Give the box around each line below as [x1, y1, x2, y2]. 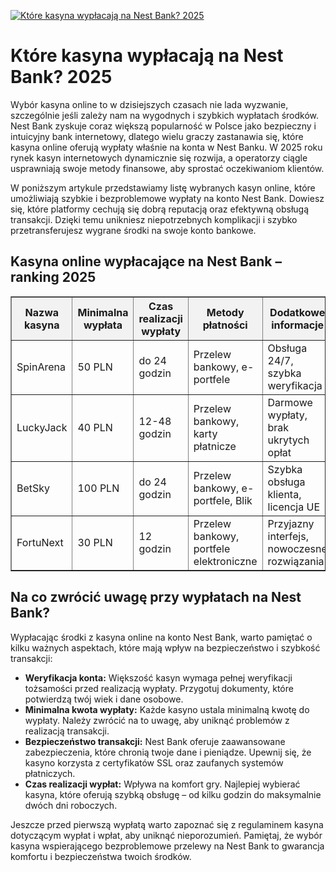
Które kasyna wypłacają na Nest [10, 45, 284, 67]
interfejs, [267, 529, 309, 543]
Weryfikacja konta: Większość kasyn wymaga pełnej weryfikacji [24, 671, 293, 684]
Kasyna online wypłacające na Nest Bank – [10, 253, 282, 270]
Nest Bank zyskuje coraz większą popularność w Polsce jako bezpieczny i [10, 120, 317, 132]
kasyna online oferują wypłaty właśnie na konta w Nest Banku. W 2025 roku [10, 141, 323, 153]
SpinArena [16, 360, 66, 374]
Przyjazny [267, 516, 315, 530]
